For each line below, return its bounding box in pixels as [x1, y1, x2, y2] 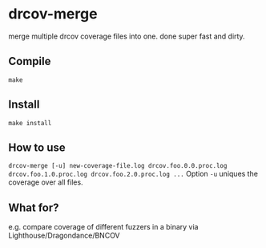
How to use [8, 140, 66, 154]
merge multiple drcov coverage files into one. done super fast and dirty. [8, 31, 246, 41]
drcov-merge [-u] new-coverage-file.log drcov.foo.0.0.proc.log [8, 162, 228, 170]
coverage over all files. [8, 177, 83, 187]
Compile [8, 55, 51, 68]
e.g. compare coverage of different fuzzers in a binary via [8, 222, 199, 232]
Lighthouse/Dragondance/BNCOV [8, 230, 120, 241]
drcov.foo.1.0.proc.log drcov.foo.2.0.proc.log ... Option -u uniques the [8, 169, 259, 179]
